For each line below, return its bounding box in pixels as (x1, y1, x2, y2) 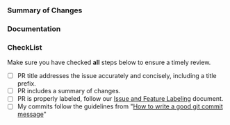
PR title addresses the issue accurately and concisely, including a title (17, 72, 217, 80)
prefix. (17, 79, 36, 88)
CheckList (7, 42, 42, 52)
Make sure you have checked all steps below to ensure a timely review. (7, 58, 211, 67)
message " (17, 110, 47, 119)
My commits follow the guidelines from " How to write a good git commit (17, 102, 224, 110)
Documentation (7, 23, 61, 33)
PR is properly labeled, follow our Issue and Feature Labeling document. (17, 95, 224, 103)
